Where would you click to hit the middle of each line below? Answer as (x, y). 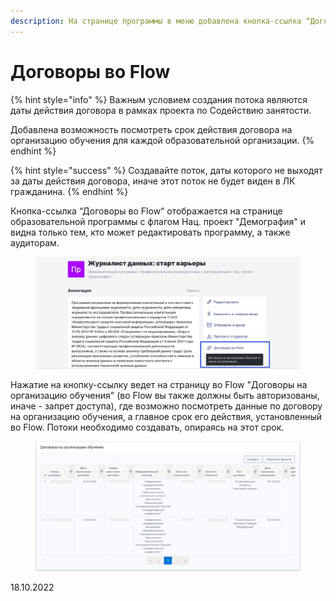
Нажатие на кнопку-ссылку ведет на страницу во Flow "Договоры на (159, 384)
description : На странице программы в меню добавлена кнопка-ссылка (156, 21)
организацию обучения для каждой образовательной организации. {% (162, 140)
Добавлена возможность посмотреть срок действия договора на (151, 129)
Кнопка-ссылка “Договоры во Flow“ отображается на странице (146, 211)
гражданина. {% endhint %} (69, 191)
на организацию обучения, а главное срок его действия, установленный (166, 416)
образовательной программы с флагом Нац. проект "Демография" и (158, 221)
